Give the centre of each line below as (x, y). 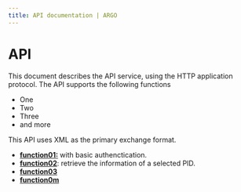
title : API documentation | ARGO (63, 15)
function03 (38, 171)
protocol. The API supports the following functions (89, 84)
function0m (39, 179)
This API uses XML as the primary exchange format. (92, 139)
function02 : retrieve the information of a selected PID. (108, 163)
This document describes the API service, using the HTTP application (120, 76)
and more (35, 124)
